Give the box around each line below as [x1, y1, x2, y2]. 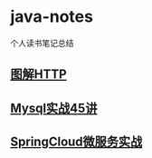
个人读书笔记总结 [10, 37, 74, 48]
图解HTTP [10, 66, 67, 83]
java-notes [10, 6, 94, 27]
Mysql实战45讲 [10, 100, 98, 115]
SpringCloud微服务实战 [10, 134, 143, 150]
